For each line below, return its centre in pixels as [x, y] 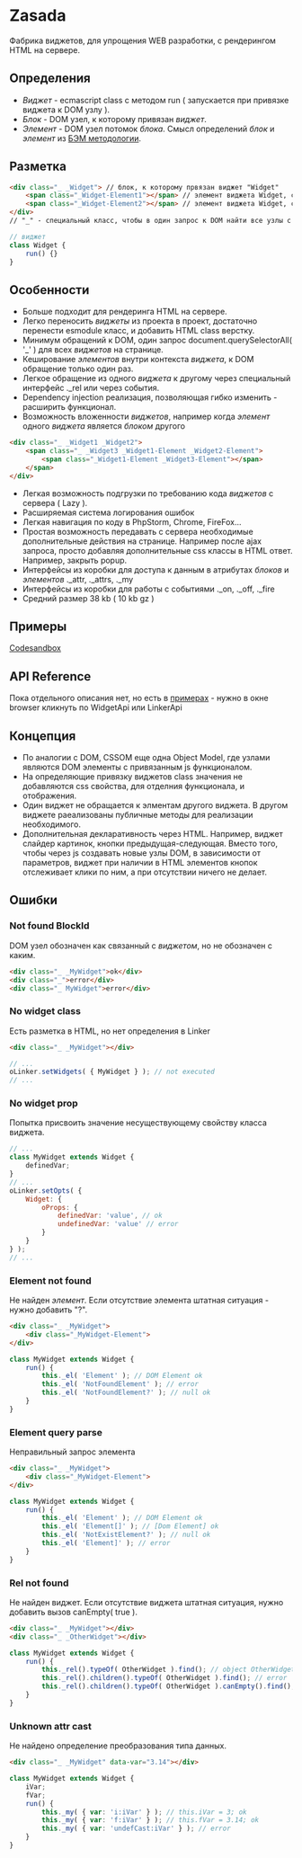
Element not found [50, 1280]
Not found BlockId [49, 926]
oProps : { [60, 1207]
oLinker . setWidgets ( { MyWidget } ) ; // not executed [112, 1072]
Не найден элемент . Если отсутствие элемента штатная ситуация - [139, 1301]
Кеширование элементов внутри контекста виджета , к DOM [138, 360]
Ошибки [34, 900]
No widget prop [44, 1104]
